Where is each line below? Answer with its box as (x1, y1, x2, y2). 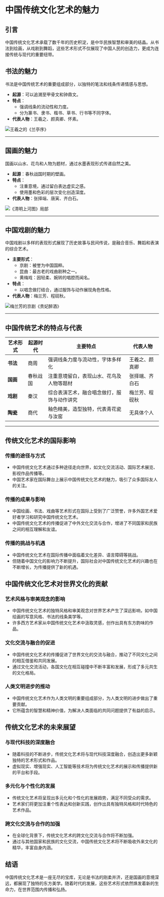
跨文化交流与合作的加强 (5, 820, 60, 827)
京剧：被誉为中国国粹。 (19, 263, 67, 268)
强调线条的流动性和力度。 (19, 104, 71, 109)
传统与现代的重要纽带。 (9, 52, 57, 57)
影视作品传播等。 (12, 470, 47, 476)
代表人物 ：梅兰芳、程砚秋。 (12, 293, 68, 299)
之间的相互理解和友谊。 (12, 526, 60, 532)
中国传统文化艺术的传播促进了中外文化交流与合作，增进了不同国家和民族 (12, 520, 158, 526)
